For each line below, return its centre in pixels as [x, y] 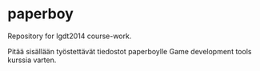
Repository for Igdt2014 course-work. [70, 36]
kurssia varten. [32, 60]
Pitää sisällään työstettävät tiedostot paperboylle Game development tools [130, 51]
